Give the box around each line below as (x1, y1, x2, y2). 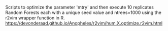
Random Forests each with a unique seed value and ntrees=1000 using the (5, 9, 161, 15)
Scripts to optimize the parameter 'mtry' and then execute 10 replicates (5, 4, 154, 10)
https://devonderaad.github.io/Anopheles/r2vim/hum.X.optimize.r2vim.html (5, 20, 163, 26)
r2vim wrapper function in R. (5, 15, 65, 20)
